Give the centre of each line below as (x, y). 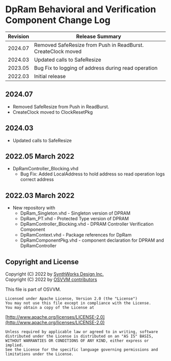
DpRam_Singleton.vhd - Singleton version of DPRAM (75, 213)
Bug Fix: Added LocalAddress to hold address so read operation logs (93, 174)
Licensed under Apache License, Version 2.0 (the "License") (72, 299)
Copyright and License (42, 262)
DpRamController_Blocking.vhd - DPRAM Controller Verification (87, 224)
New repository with (34, 208)
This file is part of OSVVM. (33, 289)
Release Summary (98, 36)
